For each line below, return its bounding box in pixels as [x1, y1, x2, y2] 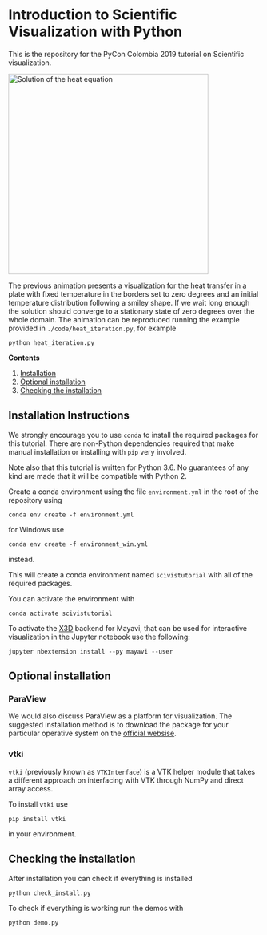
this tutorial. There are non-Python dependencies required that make [8, 439, 235, 448]
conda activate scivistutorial [8, 609, 113, 617]
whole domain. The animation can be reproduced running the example [8, 314, 240, 324]
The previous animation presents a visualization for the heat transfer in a [8, 281, 247, 290]
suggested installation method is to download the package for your [8, 720, 229, 730]
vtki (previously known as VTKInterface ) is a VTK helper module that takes [8, 767, 256, 776]
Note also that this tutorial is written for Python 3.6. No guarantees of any [8, 463, 249, 472]
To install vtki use [8, 799, 68, 809]
